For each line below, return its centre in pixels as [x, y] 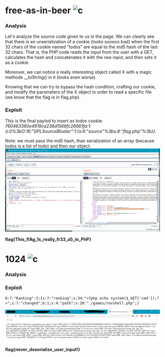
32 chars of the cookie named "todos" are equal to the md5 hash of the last [82, 47]
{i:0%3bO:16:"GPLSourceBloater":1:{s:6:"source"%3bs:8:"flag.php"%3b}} [80, 131]
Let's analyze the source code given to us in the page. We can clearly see [80, 36]
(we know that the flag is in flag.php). [43, 97]
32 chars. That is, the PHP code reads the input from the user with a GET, [79, 52]
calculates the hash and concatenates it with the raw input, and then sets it [81, 57]
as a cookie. [17, 63]
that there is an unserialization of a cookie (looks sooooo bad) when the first [82, 42]
